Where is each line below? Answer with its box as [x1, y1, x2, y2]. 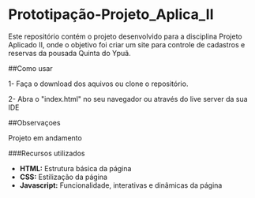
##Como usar [8, 63, 53, 73]
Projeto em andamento [8, 133, 83, 143]
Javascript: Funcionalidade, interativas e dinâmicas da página [19, 180, 223, 190]
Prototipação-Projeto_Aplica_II [8, 6, 214, 24]
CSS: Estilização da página [19, 172, 108, 181]
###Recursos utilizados [8, 148, 85, 158]
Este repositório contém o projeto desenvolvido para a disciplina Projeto [8, 32, 242, 41]
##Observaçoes [8, 118, 61, 127]
